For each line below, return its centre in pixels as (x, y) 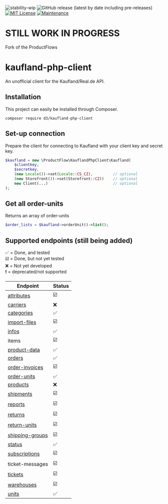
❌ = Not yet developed (29, 266)
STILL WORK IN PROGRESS (63, 33)
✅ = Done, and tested (28, 253)
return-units (22, 425)
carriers (17, 305)
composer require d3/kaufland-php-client (49, 118)
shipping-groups (28, 435)
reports (16, 404)
